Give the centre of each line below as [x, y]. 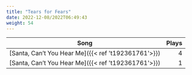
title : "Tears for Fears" [39, 12]
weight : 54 [20, 23]
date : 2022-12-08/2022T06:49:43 [47, 17]
